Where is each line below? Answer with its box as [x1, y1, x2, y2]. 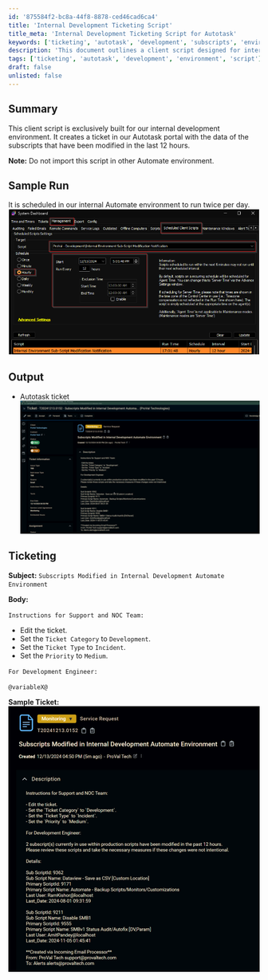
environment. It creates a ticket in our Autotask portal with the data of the [8, 132, 249, 141]
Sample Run [8, 179, 69, 192]
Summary [8, 102, 58, 116]
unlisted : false [8, 72, 62, 80]
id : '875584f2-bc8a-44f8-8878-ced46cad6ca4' [8, 13, 159, 21]
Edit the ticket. [19, 625, 68, 635]
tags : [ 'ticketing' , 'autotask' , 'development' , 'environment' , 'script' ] [8, 55, 262, 63]
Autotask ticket [19, 392, 70, 401]
